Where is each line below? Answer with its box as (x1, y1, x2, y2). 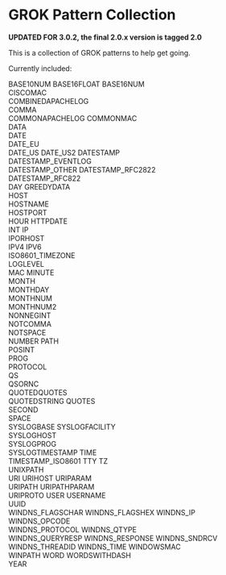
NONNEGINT (8, 310, 51, 320)
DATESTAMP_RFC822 (8, 173, 81, 183)
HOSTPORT (8, 207, 47, 217)
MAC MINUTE (8, 268, 55, 277)
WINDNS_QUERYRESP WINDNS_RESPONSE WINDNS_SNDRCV (8, 533, 218, 543)
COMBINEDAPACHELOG (8, 96, 89, 106)
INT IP (8, 224, 29, 235)
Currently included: (8, 63, 72, 73)
